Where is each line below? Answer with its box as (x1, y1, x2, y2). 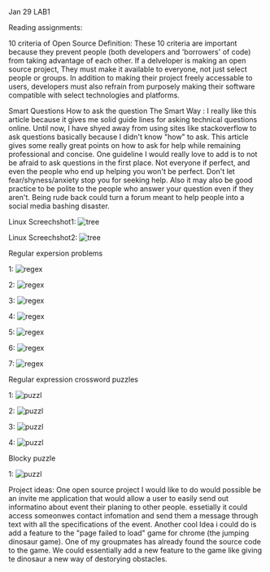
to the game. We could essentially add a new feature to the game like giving (8, 545, 263, 555)
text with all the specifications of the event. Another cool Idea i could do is (8, 520, 257, 529)
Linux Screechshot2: (8, 233, 78, 242)
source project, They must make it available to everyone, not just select (8, 64, 248, 74)
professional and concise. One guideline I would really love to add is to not (8, 150, 258, 159)
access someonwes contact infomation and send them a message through (8, 511, 259, 520)
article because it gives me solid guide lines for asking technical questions (8, 115, 258, 124)
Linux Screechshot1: (8, 217, 76, 226)
